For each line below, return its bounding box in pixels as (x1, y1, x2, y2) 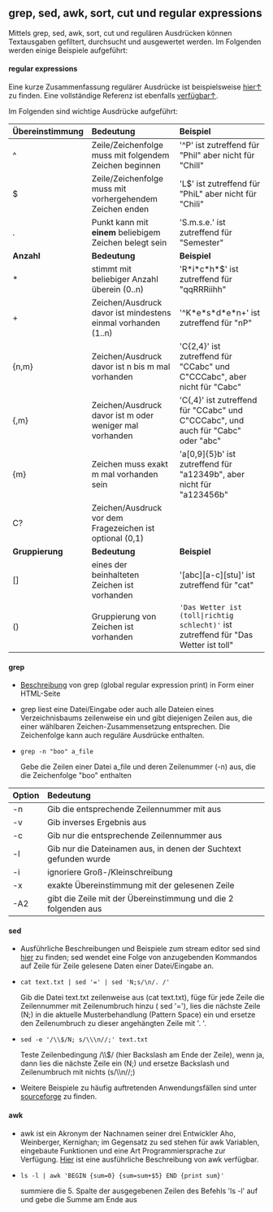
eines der (91, 559, 128, 571)
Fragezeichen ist (91, 523, 155, 534)
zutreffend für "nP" (179, 317, 253, 328)
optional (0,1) (91, 532, 144, 544)
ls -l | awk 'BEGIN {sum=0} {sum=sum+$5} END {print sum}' (19, 1171, 225, 1179)
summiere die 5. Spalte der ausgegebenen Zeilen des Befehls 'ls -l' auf (19, 1186, 258, 1196)
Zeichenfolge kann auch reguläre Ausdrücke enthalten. (19, 731, 205, 741)
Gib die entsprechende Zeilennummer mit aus (47, 804, 222, 815)
